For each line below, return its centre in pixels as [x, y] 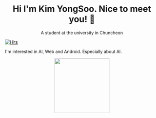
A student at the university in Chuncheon [82, 33]
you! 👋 [82, 19]
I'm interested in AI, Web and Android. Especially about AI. [63, 51]
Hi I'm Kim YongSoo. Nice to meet [82, 9]
